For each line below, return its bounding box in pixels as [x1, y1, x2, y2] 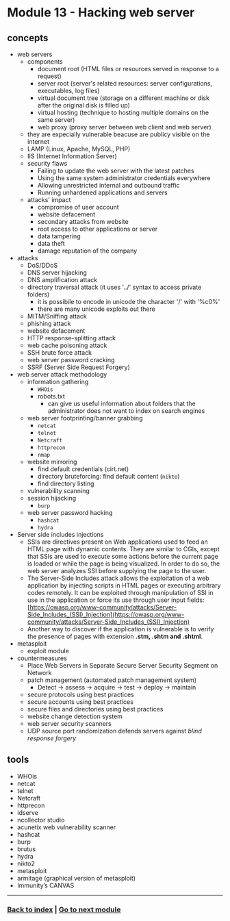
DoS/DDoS [27, 262, 58, 269]
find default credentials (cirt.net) [37, 465, 129, 473]
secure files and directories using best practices [27, 705, 164, 713]
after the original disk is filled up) [37, 101, 130, 109]
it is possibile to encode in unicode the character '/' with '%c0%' [37, 298, 220, 305]
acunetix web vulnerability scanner [16, 823, 116, 831]
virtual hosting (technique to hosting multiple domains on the [37, 108, 209, 116]
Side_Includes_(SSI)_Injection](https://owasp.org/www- [27, 611, 185, 618]
